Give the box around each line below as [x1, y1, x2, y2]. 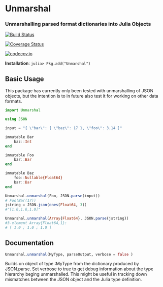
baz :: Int [14, 139, 32, 144]
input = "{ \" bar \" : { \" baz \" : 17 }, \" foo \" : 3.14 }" [5, 126, 122, 131]
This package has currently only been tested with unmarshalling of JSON [5, 88, 154, 94]
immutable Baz [5, 171, 34, 176]
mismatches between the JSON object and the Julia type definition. [5, 277, 142, 283]
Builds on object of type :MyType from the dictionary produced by [5, 261, 139, 267]
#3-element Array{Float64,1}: [5, 220, 67, 226]
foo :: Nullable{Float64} [14, 176, 63, 180]
